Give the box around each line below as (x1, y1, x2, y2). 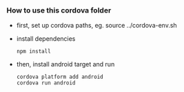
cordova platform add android (16, 73, 104, 81)
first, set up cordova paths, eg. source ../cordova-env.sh (16, 21, 177, 30)
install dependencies (16, 35, 76, 43)
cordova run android (16, 80, 76, 86)
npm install (16, 48, 51, 55)
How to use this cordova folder (6, 6, 112, 15)
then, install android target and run (16, 60, 115, 68)
